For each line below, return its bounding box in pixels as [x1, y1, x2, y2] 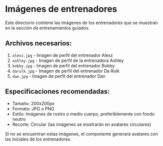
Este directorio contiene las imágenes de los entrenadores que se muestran [5, 20, 158, 26]
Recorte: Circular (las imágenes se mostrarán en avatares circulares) [12, 121, 151, 127]
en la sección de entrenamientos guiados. [5, 25, 90, 30]
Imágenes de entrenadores [5, 3, 117, 15]
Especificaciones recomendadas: [5, 88, 110, 96]
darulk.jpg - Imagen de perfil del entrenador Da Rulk [12, 68, 120, 74]
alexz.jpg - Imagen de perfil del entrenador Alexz [12, 52, 113, 58]
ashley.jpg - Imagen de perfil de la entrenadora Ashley [12, 58, 124, 63]
